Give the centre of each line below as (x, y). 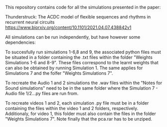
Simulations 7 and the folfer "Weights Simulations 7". (59, 73)
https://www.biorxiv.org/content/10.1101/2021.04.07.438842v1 (68, 27)
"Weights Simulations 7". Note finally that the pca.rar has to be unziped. (79, 119)
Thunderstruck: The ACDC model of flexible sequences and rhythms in (78, 17)
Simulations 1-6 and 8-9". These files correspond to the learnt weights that (82, 63)
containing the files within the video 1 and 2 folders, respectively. (72, 108)
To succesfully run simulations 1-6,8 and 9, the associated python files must (83, 52)
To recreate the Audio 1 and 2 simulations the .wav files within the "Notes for (84, 83)
